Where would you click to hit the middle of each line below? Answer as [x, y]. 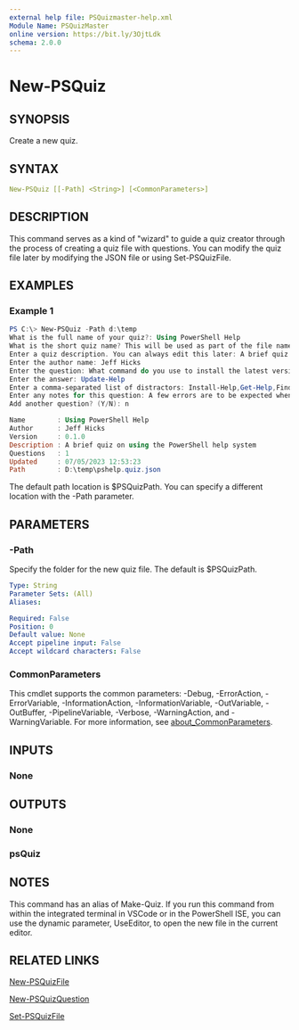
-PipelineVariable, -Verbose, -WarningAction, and [139, 713]
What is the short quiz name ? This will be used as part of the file [141, 346]
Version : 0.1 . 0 [48, 437]
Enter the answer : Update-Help [67, 379]
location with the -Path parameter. [72, 497]
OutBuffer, [28, 713]
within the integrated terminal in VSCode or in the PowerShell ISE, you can [145, 913]
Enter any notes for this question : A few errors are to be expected [141, 396]
